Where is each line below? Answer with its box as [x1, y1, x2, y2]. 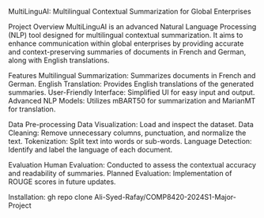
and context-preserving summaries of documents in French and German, [8, 47, 247, 56]
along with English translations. [8, 55, 110, 65]
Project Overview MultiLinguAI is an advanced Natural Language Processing [8, 22, 257, 31]
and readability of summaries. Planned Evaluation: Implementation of [8, 169, 232, 178]
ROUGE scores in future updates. [8, 177, 116, 186]
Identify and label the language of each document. [8, 145, 173, 154]
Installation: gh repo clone [8, 193, 93, 201]
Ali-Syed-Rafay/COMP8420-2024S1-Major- [94, 193, 237, 201]
